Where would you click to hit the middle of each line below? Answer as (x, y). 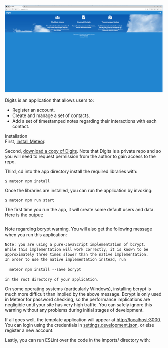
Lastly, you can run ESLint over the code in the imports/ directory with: (78, 340)
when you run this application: (36, 234)
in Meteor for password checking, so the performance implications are (78, 299)
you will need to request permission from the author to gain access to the (81, 156)
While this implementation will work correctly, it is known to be (77, 249)
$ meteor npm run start (30, 200)
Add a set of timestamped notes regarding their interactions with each (84, 121)
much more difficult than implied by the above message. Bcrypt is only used (83, 294)
